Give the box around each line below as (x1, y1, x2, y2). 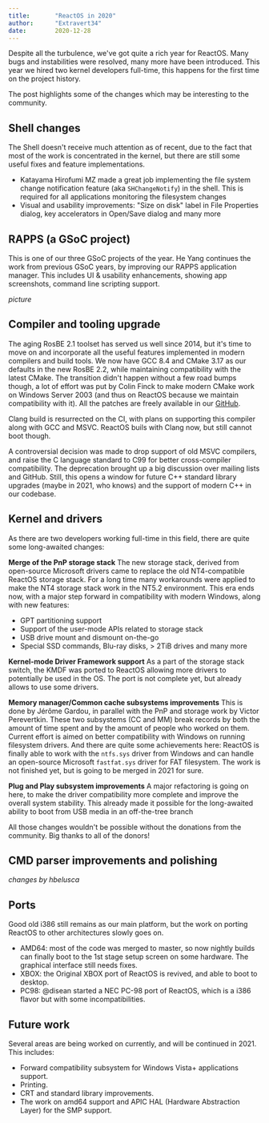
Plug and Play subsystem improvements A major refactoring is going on (8, 781, 250, 791)
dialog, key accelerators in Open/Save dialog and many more (19, 209, 222, 219)
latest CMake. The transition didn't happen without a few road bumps (8, 373, 237, 383)
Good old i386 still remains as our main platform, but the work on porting (8, 920, 248, 929)
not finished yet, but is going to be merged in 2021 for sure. (8, 765, 204, 775)
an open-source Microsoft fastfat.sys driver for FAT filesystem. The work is (8, 757, 261, 767)
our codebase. (8, 489, 57, 499)
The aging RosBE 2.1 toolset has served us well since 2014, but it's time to (8, 339, 252, 348)
